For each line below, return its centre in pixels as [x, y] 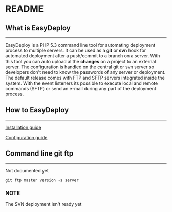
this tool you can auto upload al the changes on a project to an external [81, 61]
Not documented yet [27, 170]
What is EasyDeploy [38, 28]
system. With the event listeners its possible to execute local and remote [82, 83]
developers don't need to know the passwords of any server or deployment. [85, 72]
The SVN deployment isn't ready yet [44, 204]
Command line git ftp [39, 154]
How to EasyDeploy [37, 110]
